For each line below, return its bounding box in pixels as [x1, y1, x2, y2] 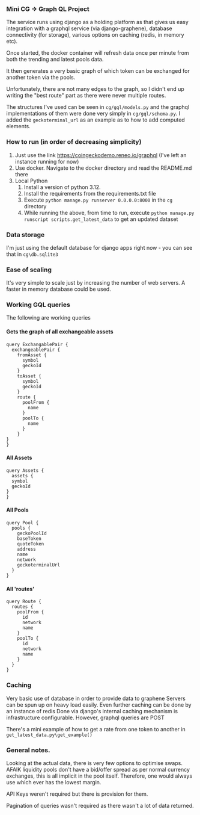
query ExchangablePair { [6, 341, 68, 347]
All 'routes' [6, 585, 35, 592]
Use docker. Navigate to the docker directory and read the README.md [14, 164, 192, 172]
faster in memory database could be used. [6, 285, 111, 293]
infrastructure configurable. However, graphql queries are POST [6, 714, 165, 721]
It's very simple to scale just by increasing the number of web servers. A [6, 279, 186, 287]
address [17, 547, 36, 553]
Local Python [14, 177, 48, 184]
